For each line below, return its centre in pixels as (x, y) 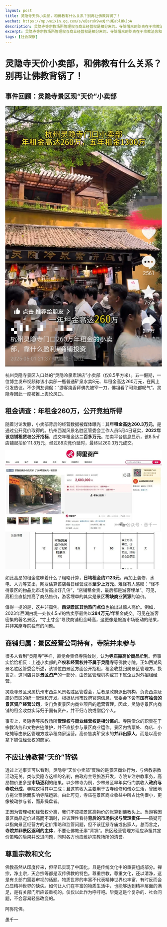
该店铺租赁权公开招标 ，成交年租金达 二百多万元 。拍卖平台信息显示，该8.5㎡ (83, 437)
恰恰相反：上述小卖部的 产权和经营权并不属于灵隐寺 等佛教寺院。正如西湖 (83, 662)
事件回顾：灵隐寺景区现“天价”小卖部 (61, 96)
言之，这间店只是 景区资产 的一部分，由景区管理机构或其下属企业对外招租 (79, 675)
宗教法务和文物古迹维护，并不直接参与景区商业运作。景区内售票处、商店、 (81, 727)
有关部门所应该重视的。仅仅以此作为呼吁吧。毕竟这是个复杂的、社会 (88, 892)
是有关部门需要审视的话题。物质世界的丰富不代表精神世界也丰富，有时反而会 (83, 880)
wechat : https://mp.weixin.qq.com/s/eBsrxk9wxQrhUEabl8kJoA (69, 21)
